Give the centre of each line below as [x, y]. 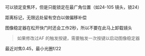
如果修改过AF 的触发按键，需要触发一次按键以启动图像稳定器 [78, 38]
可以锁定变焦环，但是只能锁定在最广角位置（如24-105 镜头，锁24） [73, 7]
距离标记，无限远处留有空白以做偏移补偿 [46, 18]
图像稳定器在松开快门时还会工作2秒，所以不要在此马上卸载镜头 [69, 28]
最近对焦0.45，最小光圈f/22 [33, 48]
